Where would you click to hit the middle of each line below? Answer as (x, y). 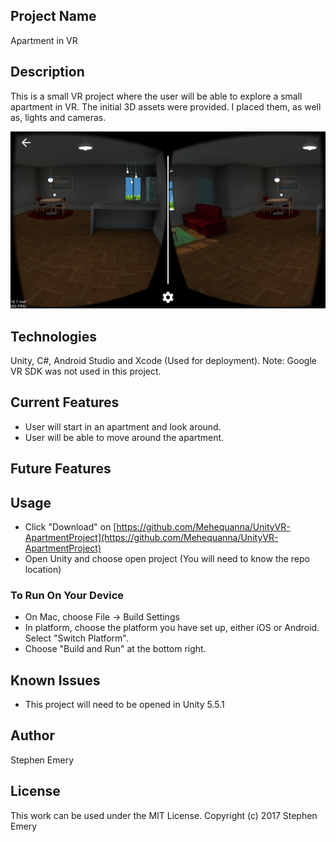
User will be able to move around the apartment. (124, 437)
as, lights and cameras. (58, 117)
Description (47, 72)
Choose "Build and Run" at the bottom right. (115, 649)
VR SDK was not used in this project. (86, 371)
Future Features (61, 469)
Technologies (54, 336)
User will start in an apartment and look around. (123, 426)
